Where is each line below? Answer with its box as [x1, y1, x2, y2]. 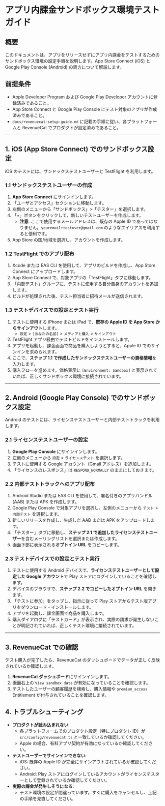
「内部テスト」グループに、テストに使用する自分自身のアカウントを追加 [12, 281, 159, 287]
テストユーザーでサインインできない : [12, 752, 87, 758]
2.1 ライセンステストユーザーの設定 [5, 436, 88, 443]
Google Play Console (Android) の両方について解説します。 [5, 64, 124, 70]
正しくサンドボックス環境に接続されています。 [29, 373, 124, 379]
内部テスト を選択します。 [12, 511, 62, 517]
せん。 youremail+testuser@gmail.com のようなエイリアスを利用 [28, 224, 156, 230]
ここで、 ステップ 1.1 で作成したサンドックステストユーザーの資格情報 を [12, 355, 157, 360]
